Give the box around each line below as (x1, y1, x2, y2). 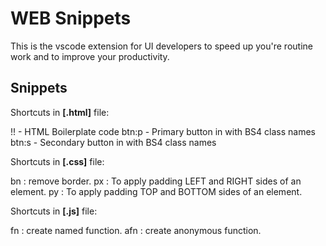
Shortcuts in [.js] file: (10, 205, 98, 217)
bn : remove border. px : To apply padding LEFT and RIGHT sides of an (10, 175, 302, 187)
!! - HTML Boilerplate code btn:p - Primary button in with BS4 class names (10, 125, 316, 137)
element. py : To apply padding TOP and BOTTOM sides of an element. (10, 185, 303, 197)
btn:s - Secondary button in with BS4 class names (10, 136, 217, 148)
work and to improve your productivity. (10, 50, 170, 62)
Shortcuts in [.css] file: (10, 155, 105, 167)
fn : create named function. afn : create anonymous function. (10, 224, 262, 236)
